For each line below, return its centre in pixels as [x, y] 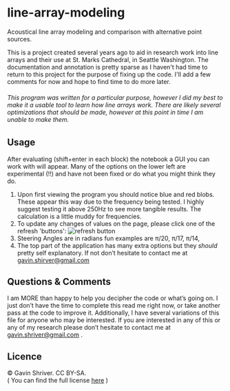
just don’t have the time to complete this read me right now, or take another [114, 306]
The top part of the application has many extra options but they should [117, 245]
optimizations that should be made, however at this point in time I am [105, 112]
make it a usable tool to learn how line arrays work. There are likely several [114, 105]
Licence [25, 356]
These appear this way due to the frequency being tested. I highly [111, 202]
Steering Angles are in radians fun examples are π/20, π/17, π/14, [108, 238]
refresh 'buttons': [42, 231]
